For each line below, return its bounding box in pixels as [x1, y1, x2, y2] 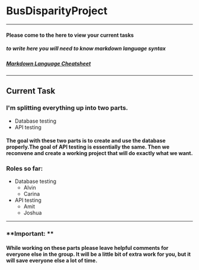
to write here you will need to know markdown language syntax [6, 45, 166, 52]
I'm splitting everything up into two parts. [6, 104, 129, 112]
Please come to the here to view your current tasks [6, 31, 134, 38]
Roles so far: [6, 165, 43, 173]
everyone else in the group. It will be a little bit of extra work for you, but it [6, 250, 191, 258]
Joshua [23, 209, 42, 217]
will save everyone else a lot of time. [6, 256, 98, 264]
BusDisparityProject [6, 4, 108, 18]
